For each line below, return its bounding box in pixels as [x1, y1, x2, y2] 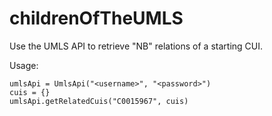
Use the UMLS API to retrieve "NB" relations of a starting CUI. [9, 40, 264, 52]
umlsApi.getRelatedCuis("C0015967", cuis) [9, 96, 189, 106]
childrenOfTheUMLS [9, 7, 184, 30]
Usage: [9, 59, 39, 71]
